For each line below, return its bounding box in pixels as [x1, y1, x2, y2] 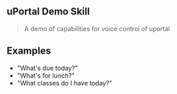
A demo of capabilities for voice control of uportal [23, 24, 171, 33]
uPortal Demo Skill [6, 6, 90, 18]
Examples [6, 45, 51, 57]
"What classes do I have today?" [16, 78, 113, 87]
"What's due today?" [16, 64, 78, 72]
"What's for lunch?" [16, 71, 75, 80]
